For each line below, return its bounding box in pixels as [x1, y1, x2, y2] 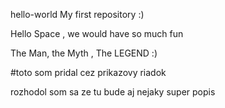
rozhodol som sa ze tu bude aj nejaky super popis [10, 86, 216, 98]
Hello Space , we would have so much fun [10, 28, 184, 39]
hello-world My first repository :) [10, 9, 145, 20]
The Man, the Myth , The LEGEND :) [10, 47, 158, 59]
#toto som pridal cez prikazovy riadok [10, 67, 167, 78]
